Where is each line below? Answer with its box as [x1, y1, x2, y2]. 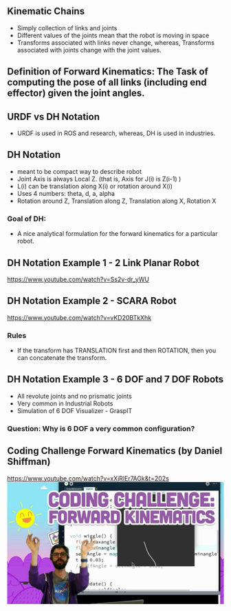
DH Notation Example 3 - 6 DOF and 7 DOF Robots [7, 374, 224, 385]
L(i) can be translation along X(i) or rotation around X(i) [16, 182, 173, 190]
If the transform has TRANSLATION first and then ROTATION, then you [16, 346, 217, 354]
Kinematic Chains [7, 6, 85, 17]
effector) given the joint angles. [7, 88, 146, 99]
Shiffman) [7, 456, 51, 468]
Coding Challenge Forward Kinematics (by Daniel [7, 445, 223, 457]
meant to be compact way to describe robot [16, 167, 142, 175]
